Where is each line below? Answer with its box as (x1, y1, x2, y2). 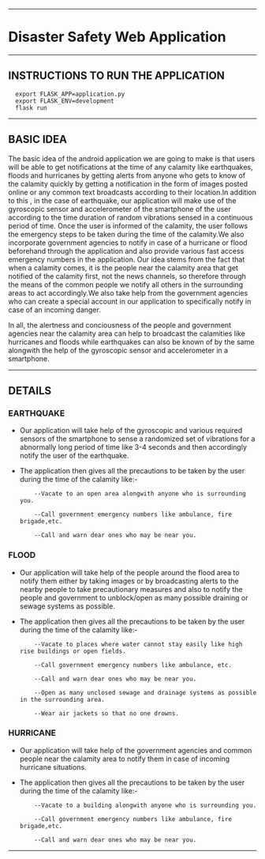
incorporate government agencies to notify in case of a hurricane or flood (8, 238, 248, 247)
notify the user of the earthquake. (19, 451, 129, 461)
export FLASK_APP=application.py (15, 90, 125, 98)
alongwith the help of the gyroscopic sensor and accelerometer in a (8, 345, 229, 355)
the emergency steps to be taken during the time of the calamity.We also (8, 229, 244, 239)
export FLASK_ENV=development (15, 96, 114, 105)
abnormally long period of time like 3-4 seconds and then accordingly (19, 443, 247, 452)
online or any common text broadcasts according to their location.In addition (8, 187, 257, 197)
